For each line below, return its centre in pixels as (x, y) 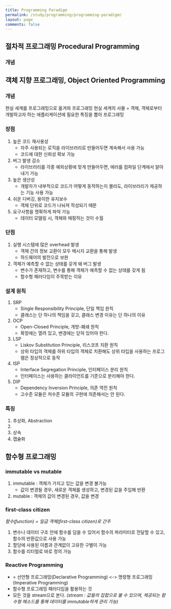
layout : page (19, 19)
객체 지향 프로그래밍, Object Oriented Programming (85, 80)
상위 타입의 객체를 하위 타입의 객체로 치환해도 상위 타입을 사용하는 (86, 351)
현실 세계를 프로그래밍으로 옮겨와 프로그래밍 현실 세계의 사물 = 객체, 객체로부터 (84, 108)
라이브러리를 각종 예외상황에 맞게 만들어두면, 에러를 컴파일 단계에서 (87, 167)
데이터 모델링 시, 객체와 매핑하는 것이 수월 (62, 218)
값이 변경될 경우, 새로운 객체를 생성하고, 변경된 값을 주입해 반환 (83, 490)
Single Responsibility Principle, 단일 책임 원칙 (67, 309)
